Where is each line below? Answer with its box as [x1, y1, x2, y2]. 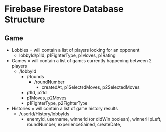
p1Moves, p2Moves [26, 95, 67, 101]
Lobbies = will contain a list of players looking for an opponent [11, 47, 140, 53]
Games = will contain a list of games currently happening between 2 [11, 58, 152, 63]
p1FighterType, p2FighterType [26, 100, 88, 106]
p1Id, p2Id [26, 90, 47, 95]
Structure [4, 14, 45, 25]
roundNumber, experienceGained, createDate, [26, 121, 121, 127]
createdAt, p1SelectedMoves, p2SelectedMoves [41, 84, 140, 90]
